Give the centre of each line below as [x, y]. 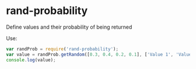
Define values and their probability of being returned [69, 27]
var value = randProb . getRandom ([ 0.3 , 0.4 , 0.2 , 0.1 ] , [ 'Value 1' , [90, 54]
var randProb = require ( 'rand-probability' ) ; [62, 49]
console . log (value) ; [31, 60]
